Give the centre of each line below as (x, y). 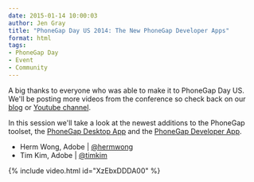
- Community (28, 68)
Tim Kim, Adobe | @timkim (63, 155)
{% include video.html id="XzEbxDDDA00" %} (84, 170)
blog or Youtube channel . (50, 107)
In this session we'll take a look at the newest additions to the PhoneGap (127, 123)
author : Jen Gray (37, 23)
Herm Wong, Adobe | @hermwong (76, 146)
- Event (21, 61)
